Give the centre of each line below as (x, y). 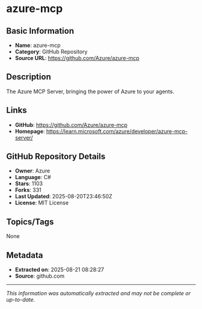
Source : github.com (40, 276)
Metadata (25, 255)
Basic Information (40, 31)
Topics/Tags (30, 222)
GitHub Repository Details (56, 157)
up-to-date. (21, 300)
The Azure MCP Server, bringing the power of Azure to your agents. (90, 91)
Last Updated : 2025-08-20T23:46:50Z (63, 197)
